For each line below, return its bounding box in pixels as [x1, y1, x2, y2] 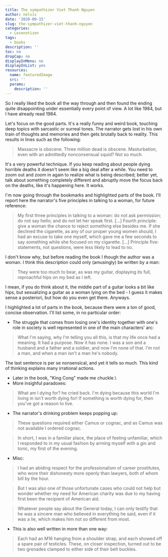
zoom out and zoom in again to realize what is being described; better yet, [5, 171, 158, 177]
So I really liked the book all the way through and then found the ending [5, 100, 152, 106]
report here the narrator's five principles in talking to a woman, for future [5, 197, 155, 203]
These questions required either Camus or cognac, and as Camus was [17, 419, 163, 425]
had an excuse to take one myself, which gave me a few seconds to [17, 233, 157, 239]
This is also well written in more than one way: [12, 525, 108, 531]
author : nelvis [5, 12, 37, 17]
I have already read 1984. [5, 110, 57, 116]
